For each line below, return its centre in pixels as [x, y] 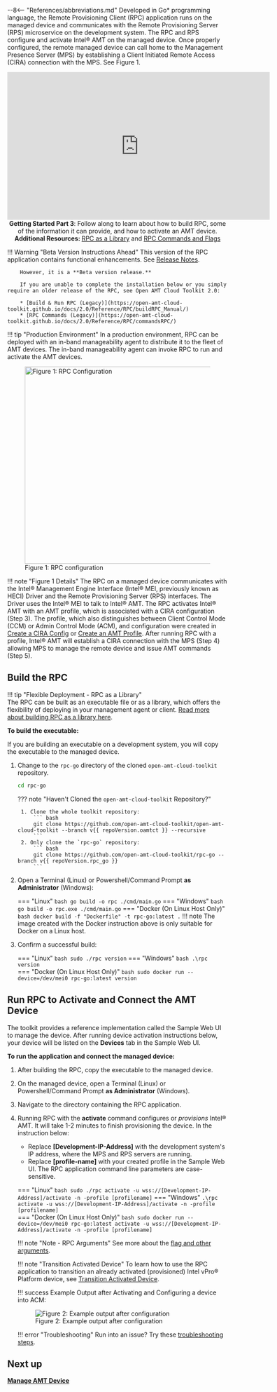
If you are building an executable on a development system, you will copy [113, 744]
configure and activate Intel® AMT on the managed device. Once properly [114, 40]
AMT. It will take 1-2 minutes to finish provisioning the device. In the [114, 1126]
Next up [25, 1364]
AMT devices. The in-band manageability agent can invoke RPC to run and [115, 349]
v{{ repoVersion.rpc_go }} [79, 861]
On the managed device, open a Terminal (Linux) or [92, 1083]
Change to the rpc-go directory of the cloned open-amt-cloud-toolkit [117, 765]
